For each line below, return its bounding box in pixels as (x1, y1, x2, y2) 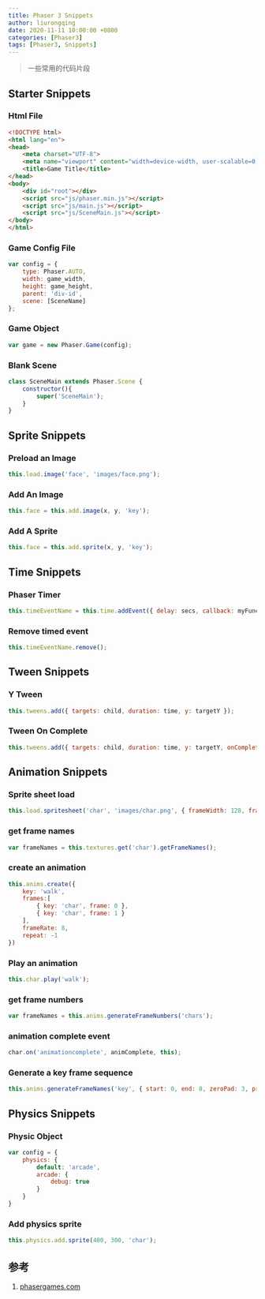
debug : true (50, 1177, 90, 1186)
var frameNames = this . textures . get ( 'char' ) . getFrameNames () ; (8, 844, 217, 852)
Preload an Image (8, 452, 77, 463)
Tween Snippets (8, 665, 90, 679)
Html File (8, 110, 43, 122)
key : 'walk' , (22, 887, 65, 896)
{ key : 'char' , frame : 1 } (36, 909, 125, 918)
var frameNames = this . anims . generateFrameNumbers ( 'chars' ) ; (8, 1012, 214, 1020)
